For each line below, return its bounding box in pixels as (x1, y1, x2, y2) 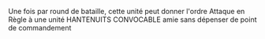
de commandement (8, 23, 72, 32)
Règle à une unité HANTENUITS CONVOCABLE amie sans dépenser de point (8, 15, 257, 24)
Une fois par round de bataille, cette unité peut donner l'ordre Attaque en (8, 7, 245, 16)
